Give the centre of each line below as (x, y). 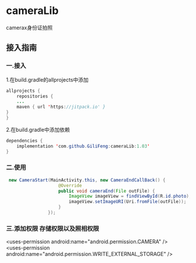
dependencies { (24, 141)
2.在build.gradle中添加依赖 (38, 129)
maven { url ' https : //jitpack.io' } (61, 107)
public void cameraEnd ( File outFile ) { (107, 191)
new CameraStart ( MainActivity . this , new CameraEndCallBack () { (87, 180)
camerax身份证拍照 (29, 27)
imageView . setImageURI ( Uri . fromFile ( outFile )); (127, 202)
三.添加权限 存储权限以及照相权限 (52, 229)
